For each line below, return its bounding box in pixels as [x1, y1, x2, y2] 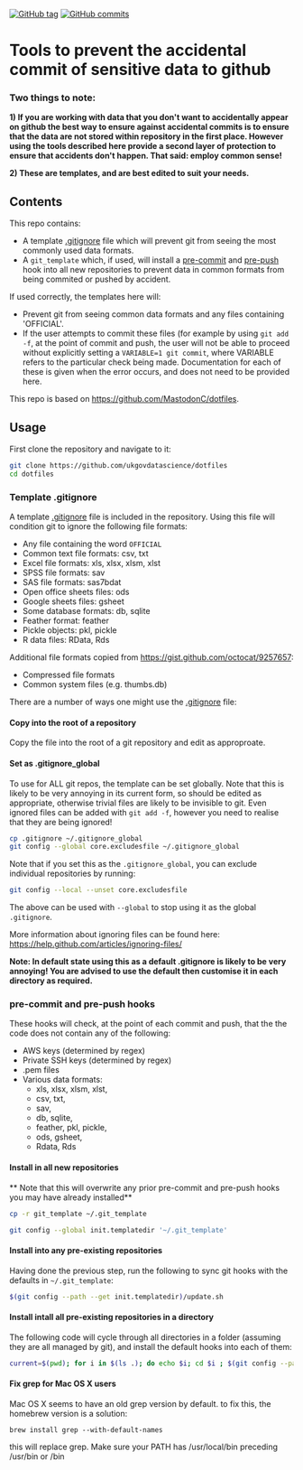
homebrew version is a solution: [9, 1408, 128, 1419]
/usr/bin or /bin [9, 1450, 65, 1462]
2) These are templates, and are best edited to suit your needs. [9, 168, 250, 179]
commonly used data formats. [22, 245, 134, 256]
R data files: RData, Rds [22, 635, 110, 646]
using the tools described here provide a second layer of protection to [9, 141, 277, 152]
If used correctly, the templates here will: [9, 292, 161, 302]
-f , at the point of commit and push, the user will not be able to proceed [22, 338, 290, 349]
